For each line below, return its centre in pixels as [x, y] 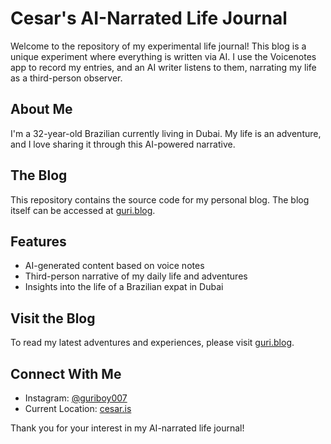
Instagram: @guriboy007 [76, 398]
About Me [41, 109]
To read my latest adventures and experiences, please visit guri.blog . [152, 343]
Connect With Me [66, 373]
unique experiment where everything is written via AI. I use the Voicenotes [163, 56]
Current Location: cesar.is [78, 408]
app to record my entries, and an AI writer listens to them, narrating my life [163, 67]
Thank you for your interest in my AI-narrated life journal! [127, 428]
